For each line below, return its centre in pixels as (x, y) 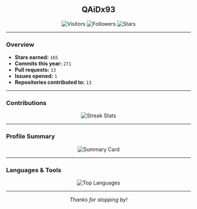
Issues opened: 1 (36, 76)
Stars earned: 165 (36, 58)
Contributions (26, 103)
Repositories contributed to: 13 (53, 82)
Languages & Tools (34, 170)
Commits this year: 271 (43, 63)
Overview (20, 45)
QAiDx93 (98, 10)
